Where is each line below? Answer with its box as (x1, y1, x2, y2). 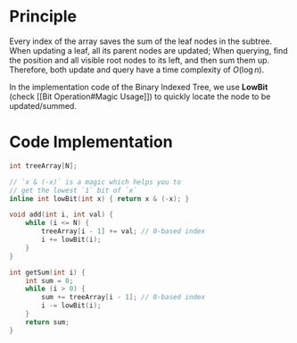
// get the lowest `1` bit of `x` (9, 186, 138, 195)
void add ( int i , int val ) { (9, 210, 114, 220)
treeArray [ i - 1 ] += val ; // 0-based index (41, 227, 205, 236)
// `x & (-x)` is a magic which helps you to (9, 177, 181, 187)
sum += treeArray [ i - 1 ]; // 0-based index (41, 293, 205, 302)
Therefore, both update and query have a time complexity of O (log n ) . (9, 64, 265, 75)
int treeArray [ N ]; (9, 161, 78, 171)
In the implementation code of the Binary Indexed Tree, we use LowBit (9, 81, 268, 92)
